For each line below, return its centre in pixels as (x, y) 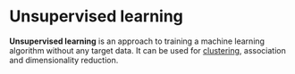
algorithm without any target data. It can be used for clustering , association (147, 50)
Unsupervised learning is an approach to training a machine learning (137, 41)
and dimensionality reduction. (64, 60)
